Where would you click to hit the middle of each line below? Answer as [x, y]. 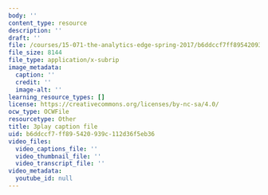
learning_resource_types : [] [57, 97]
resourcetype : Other [43, 119]
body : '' [23, 16]
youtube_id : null [44, 179]
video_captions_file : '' [57, 149]
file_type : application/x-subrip [64, 60]
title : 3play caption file [53, 127]
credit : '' [33, 82]
